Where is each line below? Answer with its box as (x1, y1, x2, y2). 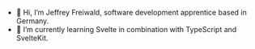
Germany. (15, 16, 49, 26)
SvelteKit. (15, 33, 49, 43)
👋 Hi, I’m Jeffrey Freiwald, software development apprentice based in (15, 8, 247, 17)
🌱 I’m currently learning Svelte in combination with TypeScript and (15, 25, 237, 34)
